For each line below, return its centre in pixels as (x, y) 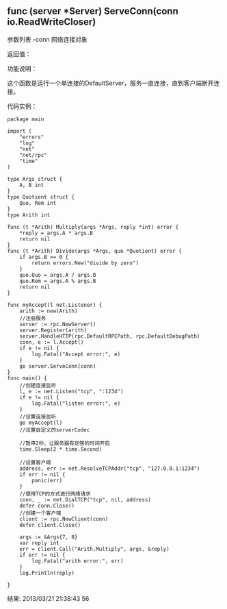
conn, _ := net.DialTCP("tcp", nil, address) (85, 499)
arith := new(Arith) (49, 311)
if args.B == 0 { (44, 257)
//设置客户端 (35, 462)
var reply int (39, 543)
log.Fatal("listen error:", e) (76, 403)
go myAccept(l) (41, 423)
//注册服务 (33, 318)
